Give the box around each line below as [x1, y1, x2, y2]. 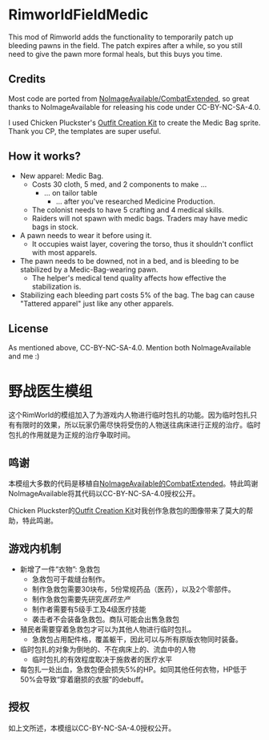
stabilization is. [31, 281, 82, 291]
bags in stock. [31, 222, 78, 232]
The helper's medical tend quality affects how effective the [31, 273, 227, 282]
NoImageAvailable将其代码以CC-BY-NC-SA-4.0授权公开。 [8, 489, 200, 499]
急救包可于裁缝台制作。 [31, 574, 110, 584]
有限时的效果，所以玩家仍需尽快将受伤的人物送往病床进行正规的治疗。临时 [14, 420, 261, 430]
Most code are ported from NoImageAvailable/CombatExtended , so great [8, 94, 250, 103]
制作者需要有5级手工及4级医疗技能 [31, 604, 147, 614]
